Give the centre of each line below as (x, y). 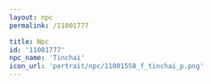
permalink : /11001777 (49, 26)
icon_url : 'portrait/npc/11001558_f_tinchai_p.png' (106, 66)
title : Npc (29, 42)
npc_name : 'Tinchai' (47, 58)
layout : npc (31, 17)
